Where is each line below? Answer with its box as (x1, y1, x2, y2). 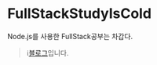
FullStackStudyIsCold (7, 5, 152, 23)
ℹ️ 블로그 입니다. (26, 48, 69, 57)
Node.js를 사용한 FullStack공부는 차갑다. (7, 31, 133, 41)
